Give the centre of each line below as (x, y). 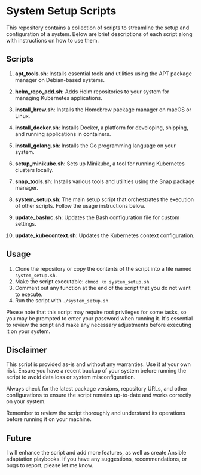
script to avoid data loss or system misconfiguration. (71, 377)
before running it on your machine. (49, 419)
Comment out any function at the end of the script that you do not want (103, 288)
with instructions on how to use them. (53, 40)
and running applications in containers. (63, 134)
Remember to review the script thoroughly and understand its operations (96, 413)
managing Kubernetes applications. (59, 98)
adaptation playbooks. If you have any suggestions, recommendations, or (97, 459)
